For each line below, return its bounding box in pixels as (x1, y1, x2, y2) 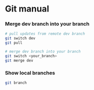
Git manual (5, 3, 50, 14)
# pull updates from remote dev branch (5, 31, 85, 37)
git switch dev (5, 36, 36, 41)
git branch (5, 80, 27, 85)
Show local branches (5, 69, 55, 76)
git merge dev (5, 58, 34, 63)
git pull (5, 40, 23, 45)
